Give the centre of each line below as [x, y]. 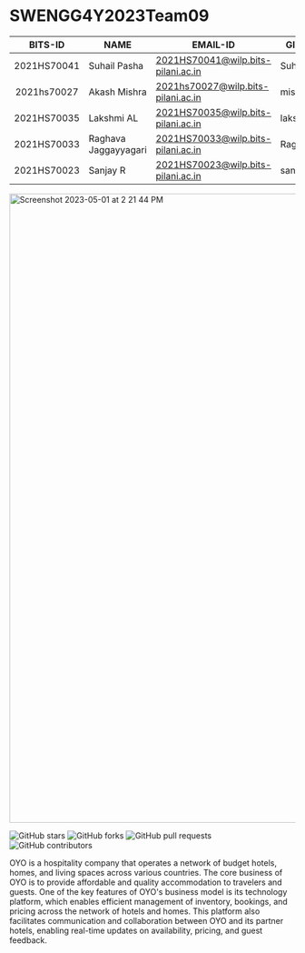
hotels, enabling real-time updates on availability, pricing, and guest [136, 930]
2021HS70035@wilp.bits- [214, 112]
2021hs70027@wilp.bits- [212, 85]
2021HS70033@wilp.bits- [214, 138]
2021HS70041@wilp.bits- [214, 60]
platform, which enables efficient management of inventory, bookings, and [148, 901]
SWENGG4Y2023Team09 [109, 16]
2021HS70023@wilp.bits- [214, 165]
